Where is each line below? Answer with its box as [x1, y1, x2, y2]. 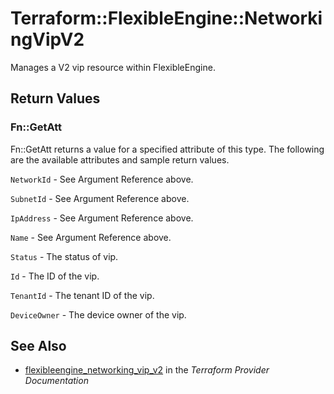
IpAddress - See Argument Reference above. [10, 212, 194, 224]
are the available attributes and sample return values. [10, 153, 230, 166]
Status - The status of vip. [10, 250, 119, 262]
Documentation [24, 375, 89, 387]
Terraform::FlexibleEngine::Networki [10, 7, 323, 30]
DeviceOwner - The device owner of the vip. [10, 308, 187, 321]
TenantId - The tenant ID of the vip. [10, 289, 155, 301]
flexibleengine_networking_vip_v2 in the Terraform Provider [24, 364, 270, 376]
